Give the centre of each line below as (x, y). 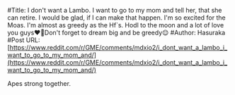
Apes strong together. (39, 83)
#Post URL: (24, 40)
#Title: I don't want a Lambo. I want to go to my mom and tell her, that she (115, 10)
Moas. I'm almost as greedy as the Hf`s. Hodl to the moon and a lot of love (116, 25)
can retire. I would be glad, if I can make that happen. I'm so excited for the (116, 18)
